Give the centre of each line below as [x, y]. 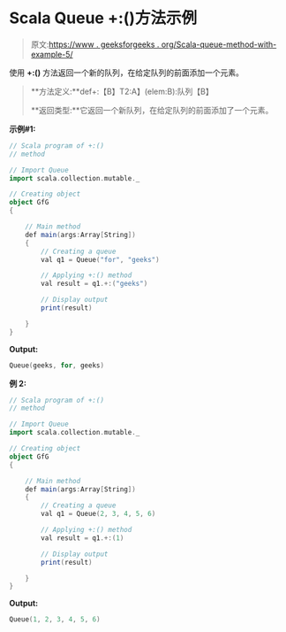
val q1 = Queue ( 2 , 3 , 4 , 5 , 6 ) [98, 514]
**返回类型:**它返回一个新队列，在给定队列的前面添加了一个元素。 [152, 110]
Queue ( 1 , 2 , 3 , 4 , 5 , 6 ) [55, 620]
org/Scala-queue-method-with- [219, 44]
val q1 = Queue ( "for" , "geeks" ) [101, 259]
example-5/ [52, 54]
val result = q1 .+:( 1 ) [83, 538]
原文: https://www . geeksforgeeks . [95, 44]
